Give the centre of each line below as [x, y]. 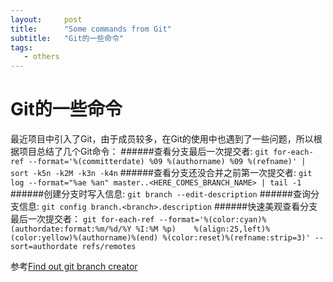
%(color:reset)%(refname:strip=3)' [236, 238]
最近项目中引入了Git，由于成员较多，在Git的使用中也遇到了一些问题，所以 [162, 139]
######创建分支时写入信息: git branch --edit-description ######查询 [160, 194]
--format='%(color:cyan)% [212, 220]
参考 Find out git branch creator [74, 267]
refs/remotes [109, 247]
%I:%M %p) [156, 229]
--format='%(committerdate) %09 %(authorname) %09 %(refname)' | [167, 162]
